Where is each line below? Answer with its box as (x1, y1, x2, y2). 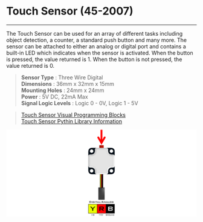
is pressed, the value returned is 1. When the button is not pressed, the (6, 56, 182, 63)
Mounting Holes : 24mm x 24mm (21, 87, 105, 94)
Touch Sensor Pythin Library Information (21, 117, 123, 125)
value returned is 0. (6, 62, 55, 69)
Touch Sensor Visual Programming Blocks (21, 111, 126, 119)
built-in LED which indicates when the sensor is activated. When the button (6, 49, 193, 56)
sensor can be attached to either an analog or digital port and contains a (6, 42, 186, 50)
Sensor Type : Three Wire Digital (21, 74, 103, 81)
